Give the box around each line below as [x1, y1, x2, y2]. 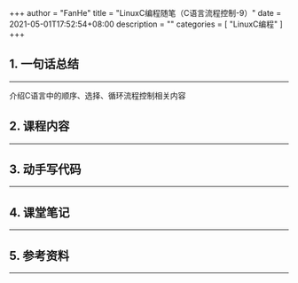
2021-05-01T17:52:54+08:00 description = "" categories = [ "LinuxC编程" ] [9, 19, 284, 29]
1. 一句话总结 [9, 57, 80, 72]
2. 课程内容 [9, 119, 70, 134]
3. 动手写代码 [9, 162, 82, 177]
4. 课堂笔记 [9, 205, 70, 220]
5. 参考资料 [9, 248, 69, 263]
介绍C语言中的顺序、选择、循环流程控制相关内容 [9, 90, 186, 100]
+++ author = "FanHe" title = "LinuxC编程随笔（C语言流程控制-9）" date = [9, 8, 282, 18]
